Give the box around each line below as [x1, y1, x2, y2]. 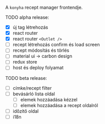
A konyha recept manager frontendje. [5, 5, 83, 10]
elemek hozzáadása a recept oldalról [20, 102, 98, 108]
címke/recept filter [12, 85, 52, 91]
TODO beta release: [5, 75, 47, 81]
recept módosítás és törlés [12, 47, 70, 53]
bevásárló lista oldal [12, 91, 55, 97]
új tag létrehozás [12, 24, 49, 30]
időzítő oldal [12, 108, 39, 114]
